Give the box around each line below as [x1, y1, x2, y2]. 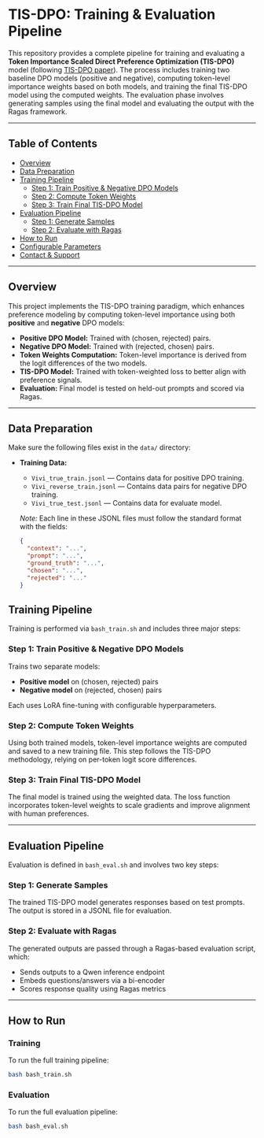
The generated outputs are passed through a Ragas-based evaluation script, [8, 943, 256, 953]
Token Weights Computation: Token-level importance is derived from [19, 350, 247, 359]
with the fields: [19, 522, 68, 532]
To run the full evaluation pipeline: [8, 1107, 118, 1117]
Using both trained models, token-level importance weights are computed [8, 738, 247, 747]
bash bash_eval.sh [8, 1122, 68, 1131]
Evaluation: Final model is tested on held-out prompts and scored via [19, 384, 245, 393]
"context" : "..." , [27, 545, 87, 553]
